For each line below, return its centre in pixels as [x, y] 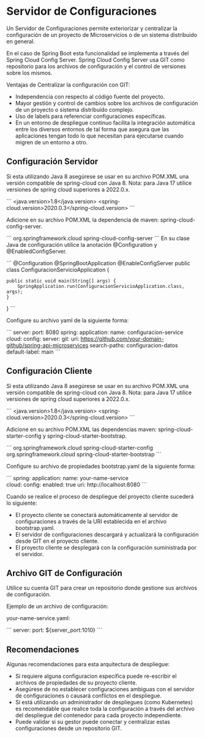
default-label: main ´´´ [33, 352]
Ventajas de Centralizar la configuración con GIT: [68, 85]
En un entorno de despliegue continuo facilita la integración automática [105, 122]
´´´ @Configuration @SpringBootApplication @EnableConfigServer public [99, 263]
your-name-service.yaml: [38, 618]
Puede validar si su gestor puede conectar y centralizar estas [92, 722]
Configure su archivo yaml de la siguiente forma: [68, 320]
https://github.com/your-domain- [122, 338]
